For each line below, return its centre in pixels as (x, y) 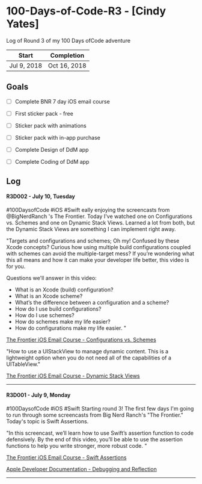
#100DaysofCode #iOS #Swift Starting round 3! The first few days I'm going (100, 408)
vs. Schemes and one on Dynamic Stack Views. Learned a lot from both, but (101, 222)
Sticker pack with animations (50, 125)
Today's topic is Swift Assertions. (47, 421)
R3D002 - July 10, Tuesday (41, 196)
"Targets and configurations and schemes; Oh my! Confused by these (93, 240)
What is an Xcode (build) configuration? (64, 290)
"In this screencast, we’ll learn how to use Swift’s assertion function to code (100, 433)
